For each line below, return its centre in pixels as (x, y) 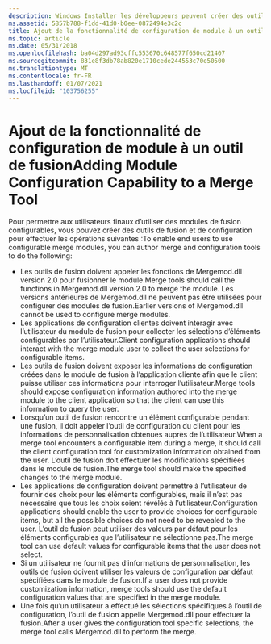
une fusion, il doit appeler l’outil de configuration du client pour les (130, 426)
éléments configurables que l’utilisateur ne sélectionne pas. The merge (137, 537)
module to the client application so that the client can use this (122, 400)
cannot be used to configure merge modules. (95, 315)
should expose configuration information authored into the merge (129, 391)
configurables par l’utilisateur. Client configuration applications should (135, 341)
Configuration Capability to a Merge (131, 182)
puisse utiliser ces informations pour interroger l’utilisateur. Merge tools (138, 383)
